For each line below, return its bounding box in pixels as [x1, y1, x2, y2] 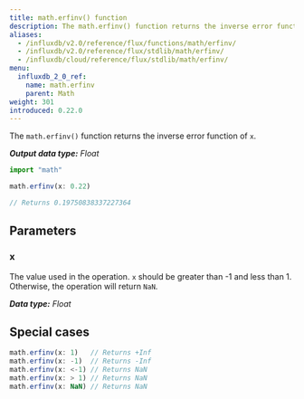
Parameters [9, 223, 77, 239]
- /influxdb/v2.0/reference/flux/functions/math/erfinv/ [17, 38, 237, 48]
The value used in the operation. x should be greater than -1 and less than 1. [9, 271, 292, 281]
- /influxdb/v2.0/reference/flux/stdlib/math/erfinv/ [17, 47, 224, 56]
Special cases [9, 324, 90, 339]
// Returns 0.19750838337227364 [9, 198, 131, 207]
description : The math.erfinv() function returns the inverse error [9, 22, 273, 31]
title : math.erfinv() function [9, 13, 128, 23]
